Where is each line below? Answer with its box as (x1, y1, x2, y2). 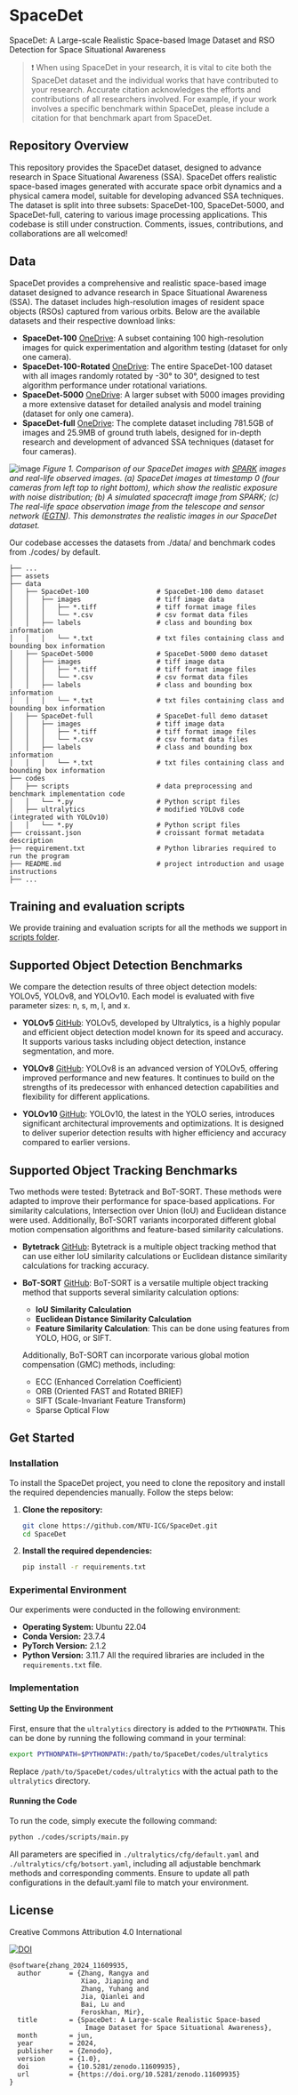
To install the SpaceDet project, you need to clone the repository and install (9, 1477, 286, 1488)
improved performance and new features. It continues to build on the (21, 1072, 276, 1083)
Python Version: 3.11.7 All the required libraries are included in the (21, 1650, 265, 1660)
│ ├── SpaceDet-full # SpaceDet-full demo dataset (9, 711, 269, 720)
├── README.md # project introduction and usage (9, 859, 285, 868)
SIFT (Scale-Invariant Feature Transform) (35, 1395, 187, 1406)
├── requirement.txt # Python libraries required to (9, 844, 277, 853)
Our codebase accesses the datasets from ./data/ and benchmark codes (9, 537, 276, 548)
